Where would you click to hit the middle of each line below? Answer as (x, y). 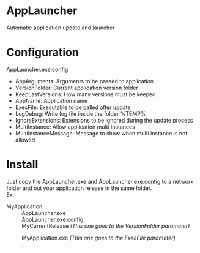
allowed (25, 140)
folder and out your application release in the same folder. (79, 188)
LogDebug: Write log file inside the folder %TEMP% (80, 113)
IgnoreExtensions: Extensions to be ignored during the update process (104, 120)
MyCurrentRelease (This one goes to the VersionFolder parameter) (106, 226)
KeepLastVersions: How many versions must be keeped (85, 94)
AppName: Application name (51, 100)
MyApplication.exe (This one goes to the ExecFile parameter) (98, 238)
